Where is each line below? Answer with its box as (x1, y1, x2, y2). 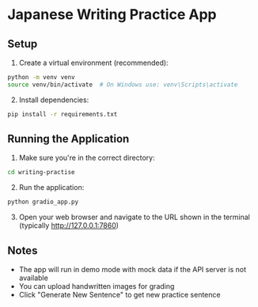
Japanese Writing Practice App (7, 6, 217, 24)
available (18, 273, 48, 282)
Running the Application (7, 132, 130, 146)
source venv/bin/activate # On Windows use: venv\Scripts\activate (7, 81, 238, 89)
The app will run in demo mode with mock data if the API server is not (18, 265, 247, 274)
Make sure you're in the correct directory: (18, 153, 155, 163)
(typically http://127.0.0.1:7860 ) (18, 221, 120, 230)
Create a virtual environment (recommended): (18, 58, 169, 67)
